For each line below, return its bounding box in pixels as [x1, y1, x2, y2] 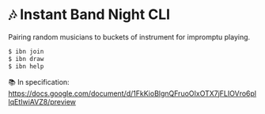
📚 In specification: [8, 77, 70, 86]
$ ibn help [8, 62, 44, 70]
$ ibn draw [8, 55, 44, 63]
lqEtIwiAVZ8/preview [8, 97, 77, 106]
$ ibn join [8, 47, 44, 55]
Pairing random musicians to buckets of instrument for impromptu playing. [8, 32, 251, 41]
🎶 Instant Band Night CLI [8, 6, 171, 24]
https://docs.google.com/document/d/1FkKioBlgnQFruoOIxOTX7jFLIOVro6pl [8, 89, 257, 98]
